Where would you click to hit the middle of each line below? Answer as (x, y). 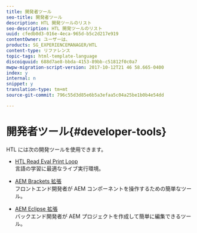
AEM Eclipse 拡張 (36, 209)
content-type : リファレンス (38, 51)
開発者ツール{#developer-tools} (87, 131)
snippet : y (20, 84)
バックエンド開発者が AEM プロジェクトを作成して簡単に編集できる (98, 216)
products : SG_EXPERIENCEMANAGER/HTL (52, 45)
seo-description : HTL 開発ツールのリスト (54, 28)
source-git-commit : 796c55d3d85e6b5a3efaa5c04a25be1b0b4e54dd (85, 95)
